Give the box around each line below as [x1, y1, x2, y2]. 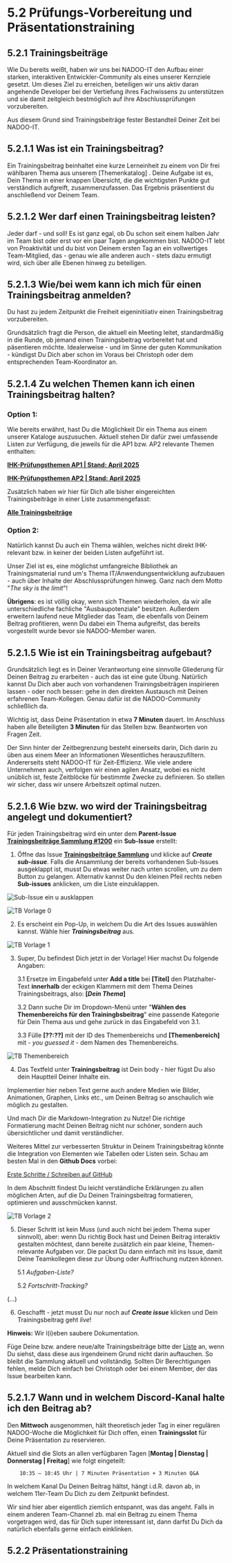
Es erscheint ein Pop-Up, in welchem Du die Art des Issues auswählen [17, 920, 217, 929]
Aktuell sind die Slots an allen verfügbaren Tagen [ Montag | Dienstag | [7, 1449, 209, 1457]
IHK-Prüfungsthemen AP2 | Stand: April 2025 [7, 474, 141, 482]
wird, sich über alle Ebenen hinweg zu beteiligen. [7, 258, 147, 267]
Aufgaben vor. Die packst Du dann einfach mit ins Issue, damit [45, 1247, 222, 1256]
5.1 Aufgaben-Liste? [17, 1268, 74, 1277]
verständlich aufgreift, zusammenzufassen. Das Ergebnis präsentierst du [7, 183, 215, 192]
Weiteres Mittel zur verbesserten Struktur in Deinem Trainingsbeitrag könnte [7, 1142, 224, 1151]
